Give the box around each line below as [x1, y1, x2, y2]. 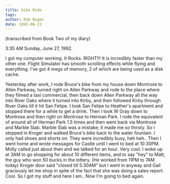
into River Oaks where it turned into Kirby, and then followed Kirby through [5, 98, 161, 104]
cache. [5, 72, 20, 78]
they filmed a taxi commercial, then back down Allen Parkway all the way [5, 92, 158, 98]
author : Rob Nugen [5, 17, 44, 22]
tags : [5, 12, 17, 17]
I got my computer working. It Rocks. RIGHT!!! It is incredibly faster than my [5, 55, 163, 62]
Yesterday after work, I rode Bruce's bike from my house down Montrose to [5, 81, 163, 87]
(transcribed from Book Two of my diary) [5, 36, 91, 42]
